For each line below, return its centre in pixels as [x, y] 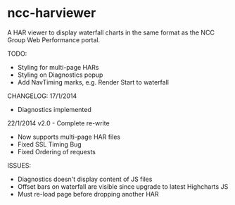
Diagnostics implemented [54, 109]
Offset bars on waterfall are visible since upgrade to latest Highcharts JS [123, 186]
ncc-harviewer [52, 13]
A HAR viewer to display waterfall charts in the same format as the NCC [111, 32]
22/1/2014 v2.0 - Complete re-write [59, 123]
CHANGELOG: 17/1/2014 [42, 96]
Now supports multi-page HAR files [69, 137]
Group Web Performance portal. [54, 39]
